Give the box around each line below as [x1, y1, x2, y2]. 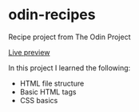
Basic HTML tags [19, 86, 77, 97]
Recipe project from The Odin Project [8, 32, 131, 42]
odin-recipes [8, 6, 96, 24]
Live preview [8, 47, 50, 57]
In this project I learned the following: [8, 62, 131, 73]
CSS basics [19, 95, 58, 105]
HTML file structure [19, 78, 85, 88]
